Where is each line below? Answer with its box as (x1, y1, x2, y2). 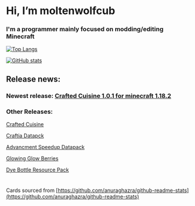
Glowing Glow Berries (6, 155, 59, 162)
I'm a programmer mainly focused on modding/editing (6, 25, 164, 33)
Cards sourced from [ (6, 187, 58, 194)
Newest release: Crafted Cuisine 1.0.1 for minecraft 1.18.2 (6, 92, 172, 100)
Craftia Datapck (6, 132, 44, 139)
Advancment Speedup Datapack (6, 144, 85, 151)
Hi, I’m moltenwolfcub (6, 4, 116, 18)
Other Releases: (6, 107, 53, 116)
